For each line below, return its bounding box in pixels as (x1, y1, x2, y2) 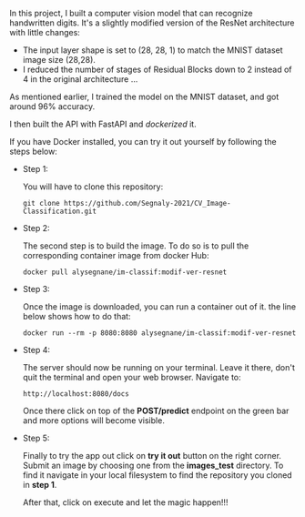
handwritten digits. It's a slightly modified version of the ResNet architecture (9, 17, 295, 28)
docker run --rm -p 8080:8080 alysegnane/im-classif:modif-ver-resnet (22, 329, 297, 338)
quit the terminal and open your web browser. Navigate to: (22, 372, 241, 382)
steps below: (9, 146, 57, 157)
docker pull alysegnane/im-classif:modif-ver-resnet (22, 268, 228, 277)
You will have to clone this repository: (22, 181, 164, 192)
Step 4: (22, 345, 50, 355)
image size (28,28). (22, 55, 96, 65)
